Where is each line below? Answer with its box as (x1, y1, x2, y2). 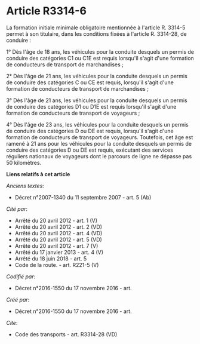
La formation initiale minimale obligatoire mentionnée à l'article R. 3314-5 (6, 24, 186, 31)
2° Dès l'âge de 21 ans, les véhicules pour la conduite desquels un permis (6, 72, 188, 79)
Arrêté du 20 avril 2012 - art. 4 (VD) (14, 229, 103, 236)
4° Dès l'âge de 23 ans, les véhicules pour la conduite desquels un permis (6, 121, 189, 128)
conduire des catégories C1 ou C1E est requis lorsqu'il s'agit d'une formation (6, 54, 194, 62)
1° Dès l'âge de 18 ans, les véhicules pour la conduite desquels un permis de (6, 48, 195, 55)
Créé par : (6, 296, 30, 303)
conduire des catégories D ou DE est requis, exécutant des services (6, 146, 173, 153)
